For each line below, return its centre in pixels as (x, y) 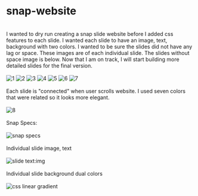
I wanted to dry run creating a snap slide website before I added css (90, 33)
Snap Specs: (22, 122)
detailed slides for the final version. (49, 65)
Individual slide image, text (39, 148)
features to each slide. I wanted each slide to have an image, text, (87, 40)
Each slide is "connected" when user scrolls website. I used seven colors (96, 91)
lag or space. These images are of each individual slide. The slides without (98, 53)
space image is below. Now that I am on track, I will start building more (93, 59)
